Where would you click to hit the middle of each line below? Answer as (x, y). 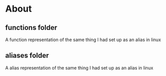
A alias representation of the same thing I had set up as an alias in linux (79, 68)
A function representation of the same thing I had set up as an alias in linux (83, 40)
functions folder (31, 28)
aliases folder (27, 55)
